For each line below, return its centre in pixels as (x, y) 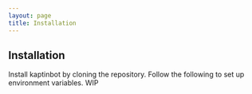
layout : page (30, 16)
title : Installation (43, 23)
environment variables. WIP (53, 83)
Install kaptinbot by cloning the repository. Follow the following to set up (126, 74)
